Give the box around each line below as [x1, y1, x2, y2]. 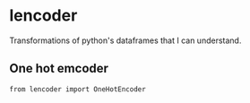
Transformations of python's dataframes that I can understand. [9, 35, 242, 46]
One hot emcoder [9, 61, 109, 76]
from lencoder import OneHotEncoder [9, 84, 146, 94]
